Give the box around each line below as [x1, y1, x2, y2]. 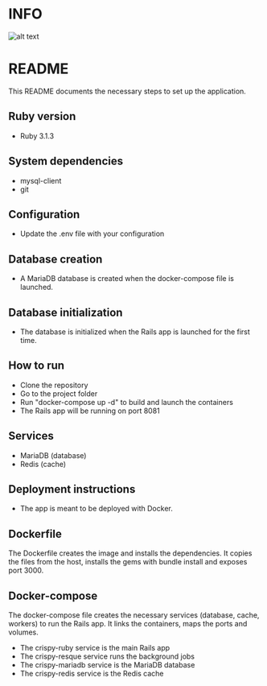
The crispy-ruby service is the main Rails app [19, 643, 170, 652]
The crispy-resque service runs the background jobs [19, 651, 195, 661]
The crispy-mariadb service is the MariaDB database [19, 660, 195, 669]
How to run [8, 359, 65, 373]
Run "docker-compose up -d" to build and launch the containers [19, 397, 233, 407]
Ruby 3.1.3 [19, 130, 55, 141]
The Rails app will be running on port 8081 [19, 406, 161, 415]
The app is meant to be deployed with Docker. [19, 504, 173, 514]
